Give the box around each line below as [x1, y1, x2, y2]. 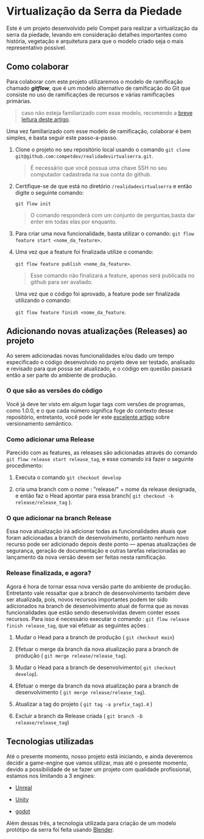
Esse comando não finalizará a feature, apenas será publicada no [30, 272, 195, 279]
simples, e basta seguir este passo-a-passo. [6, 134, 118, 141]
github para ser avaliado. [30, 278, 93, 285]
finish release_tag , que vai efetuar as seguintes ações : [6, 622, 149, 629]
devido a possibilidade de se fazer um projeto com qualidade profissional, [6, 765, 192, 773]
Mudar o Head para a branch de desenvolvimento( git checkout [15, 664, 177, 671]
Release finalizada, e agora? [6, 569, 91, 578]
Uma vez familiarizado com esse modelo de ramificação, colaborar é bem [6, 127, 192, 135]
